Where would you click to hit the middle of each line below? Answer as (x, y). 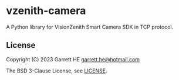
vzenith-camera (46, 11)
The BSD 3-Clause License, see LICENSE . (57, 71)
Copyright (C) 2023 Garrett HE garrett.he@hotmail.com (73, 59)
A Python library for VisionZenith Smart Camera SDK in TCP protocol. (90, 27)
